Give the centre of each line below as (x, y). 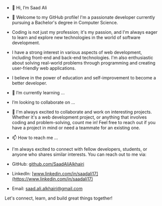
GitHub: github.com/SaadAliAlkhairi (48, 164)
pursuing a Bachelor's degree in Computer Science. (65, 23)
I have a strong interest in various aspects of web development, (77, 52)
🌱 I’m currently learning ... (38, 93)
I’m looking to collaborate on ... (43, 102)
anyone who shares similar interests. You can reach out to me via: (79, 154)
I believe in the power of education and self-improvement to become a (84, 78)
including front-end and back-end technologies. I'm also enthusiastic (82, 58)
